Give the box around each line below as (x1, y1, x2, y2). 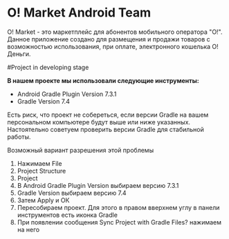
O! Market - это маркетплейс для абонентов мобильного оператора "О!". (7, 28, 223, 36)
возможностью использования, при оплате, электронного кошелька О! (7, 42, 219, 50)
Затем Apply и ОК (17, 195, 70, 204)
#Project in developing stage (7, 63, 89, 71)
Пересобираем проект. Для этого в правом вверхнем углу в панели (17, 203, 220, 211)
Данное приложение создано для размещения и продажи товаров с (7, 35, 210, 43)
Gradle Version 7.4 (17, 97, 71, 105)
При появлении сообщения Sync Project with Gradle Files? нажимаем (17, 218, 221, 226)
